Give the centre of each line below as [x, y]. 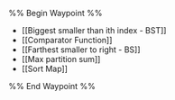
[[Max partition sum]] [61, 59]
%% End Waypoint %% [52, 86]
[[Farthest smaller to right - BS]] [81, 50]
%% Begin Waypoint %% [55, 13]
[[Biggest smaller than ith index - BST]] [94, 30]
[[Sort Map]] [45, 68]
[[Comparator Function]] [67, 40]
